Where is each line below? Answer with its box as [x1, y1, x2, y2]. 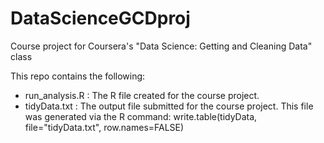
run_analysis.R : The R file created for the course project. [24, 89, 260, 101]
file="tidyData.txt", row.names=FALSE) [24, 121, 185, 133]
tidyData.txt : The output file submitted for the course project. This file [24, 100, 314, 112]
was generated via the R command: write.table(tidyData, [24, 110, 258, 122]
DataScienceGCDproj [10, 7, 191, 30]
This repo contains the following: [10, 70, 146, 82]
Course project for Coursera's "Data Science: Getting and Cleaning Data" [10, 40, 313, 52]
